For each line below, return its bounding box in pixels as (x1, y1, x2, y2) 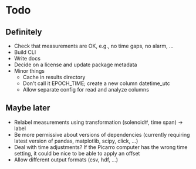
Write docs (13, 55, 40, 62)
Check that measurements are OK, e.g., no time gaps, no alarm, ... (13, 42, 174, 49)
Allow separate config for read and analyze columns (22, 86, 149, 93)
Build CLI (13, 49, 36, 56)
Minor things (13, 67, 45, 74)
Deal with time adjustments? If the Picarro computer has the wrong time (13, 143, 188, 150)
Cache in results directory (22, 74, 86, 80)
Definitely (5, 27, 42, 37)
